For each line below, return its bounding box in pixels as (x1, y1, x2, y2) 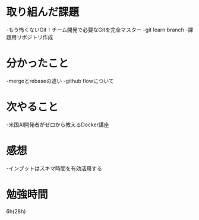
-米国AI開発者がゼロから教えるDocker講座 (6, 121, 109, 128)
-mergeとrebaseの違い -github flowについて (6, 77, 114, 84)
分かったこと (6, 57, 70, 70)
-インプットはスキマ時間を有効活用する (6, 164, 103, 172)
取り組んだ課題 (6, 5, 80, 19)
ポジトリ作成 (21, 33, 53, 40)
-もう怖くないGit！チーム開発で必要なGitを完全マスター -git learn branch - (6, 26, 188, 33)
